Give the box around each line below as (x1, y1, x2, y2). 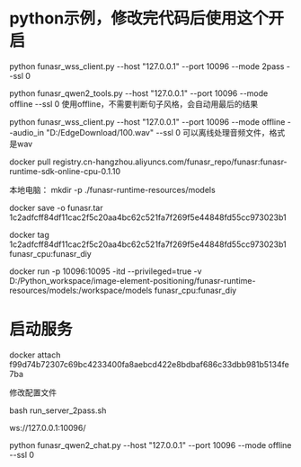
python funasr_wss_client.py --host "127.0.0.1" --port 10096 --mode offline (9, 116, 286, 127)
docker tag (9, 229, 49, 240)
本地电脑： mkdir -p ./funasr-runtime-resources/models (9, 184, 216, 195)
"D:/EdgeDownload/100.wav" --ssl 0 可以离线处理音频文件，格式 (46, 127, 286, 137)
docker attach (9, 349, 61, 360)
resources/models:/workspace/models (9, 285, 153, 295)
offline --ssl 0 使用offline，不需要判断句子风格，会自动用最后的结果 (9, 98, 259, 109)
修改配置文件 (9, 387, 57, 398)
